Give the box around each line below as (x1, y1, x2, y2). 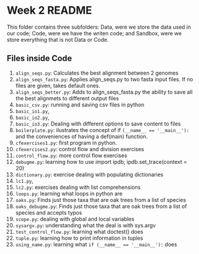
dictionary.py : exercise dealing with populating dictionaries (15, 171, 164, 178)
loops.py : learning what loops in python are (15, 189, 123, 197)
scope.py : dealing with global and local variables (15, 215, 134, 222)
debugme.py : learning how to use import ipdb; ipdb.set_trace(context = (15, 158, 188, 165)
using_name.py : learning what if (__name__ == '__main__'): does (15, 240, 177, 248)
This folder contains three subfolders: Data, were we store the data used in (7, 23, 191, 30)
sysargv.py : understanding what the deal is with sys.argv (15, 222, 156, 229)
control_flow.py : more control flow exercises (15, 152, 127, 159)
